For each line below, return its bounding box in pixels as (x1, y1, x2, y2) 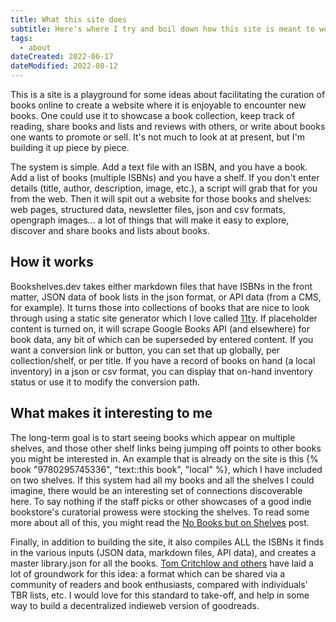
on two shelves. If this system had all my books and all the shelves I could (10, 474, 315, 486)
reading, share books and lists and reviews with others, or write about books (10, 121, 326, 132)
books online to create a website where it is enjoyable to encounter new (10, 99, 307, 111)
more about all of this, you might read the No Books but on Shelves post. (10, 516, 310, 528)
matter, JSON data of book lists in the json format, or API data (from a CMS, (10, 291, 322, 303)
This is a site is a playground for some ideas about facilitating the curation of (10, 89, 326, 100)
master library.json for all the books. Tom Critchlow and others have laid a (10, 557, 314, 569)
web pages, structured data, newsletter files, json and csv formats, (10, 204, 286, 215)
